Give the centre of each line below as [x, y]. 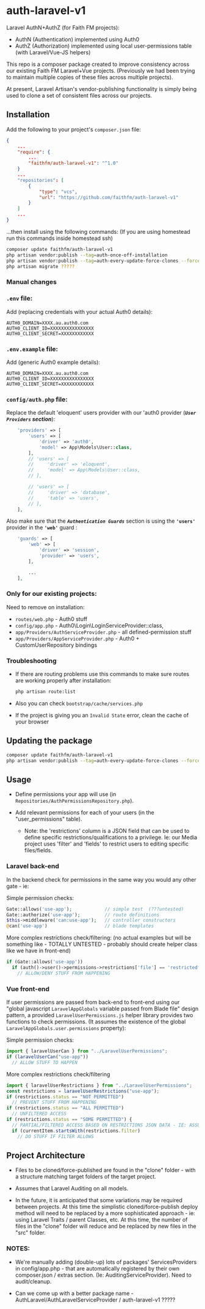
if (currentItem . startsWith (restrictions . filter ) [76, 1131]
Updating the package [49, 741]
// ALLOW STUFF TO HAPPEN [45, 1062]
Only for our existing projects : [52, 594]
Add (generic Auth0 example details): [53, 362]
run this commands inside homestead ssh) [60, 238]
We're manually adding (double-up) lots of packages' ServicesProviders [106, 1262]
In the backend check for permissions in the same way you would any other [101, 879]
